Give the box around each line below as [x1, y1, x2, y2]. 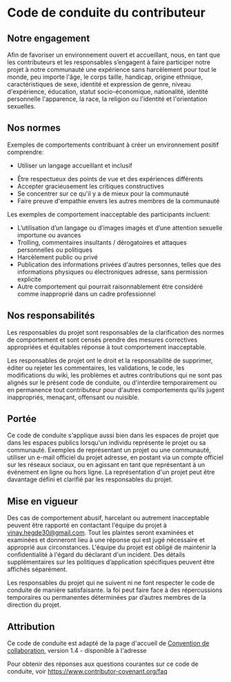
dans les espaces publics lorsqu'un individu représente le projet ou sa [7, 439, 206, 447]
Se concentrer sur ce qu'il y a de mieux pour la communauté [17, 189, 190, 198]
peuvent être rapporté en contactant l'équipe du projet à [7, 521, 168, 530]
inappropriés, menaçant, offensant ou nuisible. [7, 393, 140, 401]
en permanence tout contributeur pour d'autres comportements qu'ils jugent [7, 385, 225, 394]
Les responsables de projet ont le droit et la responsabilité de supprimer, [7, 356, 213, 365]
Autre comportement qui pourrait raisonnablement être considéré [17, 282, 203, 291]
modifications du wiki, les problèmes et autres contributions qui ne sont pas [7, 371, 223, 379]
